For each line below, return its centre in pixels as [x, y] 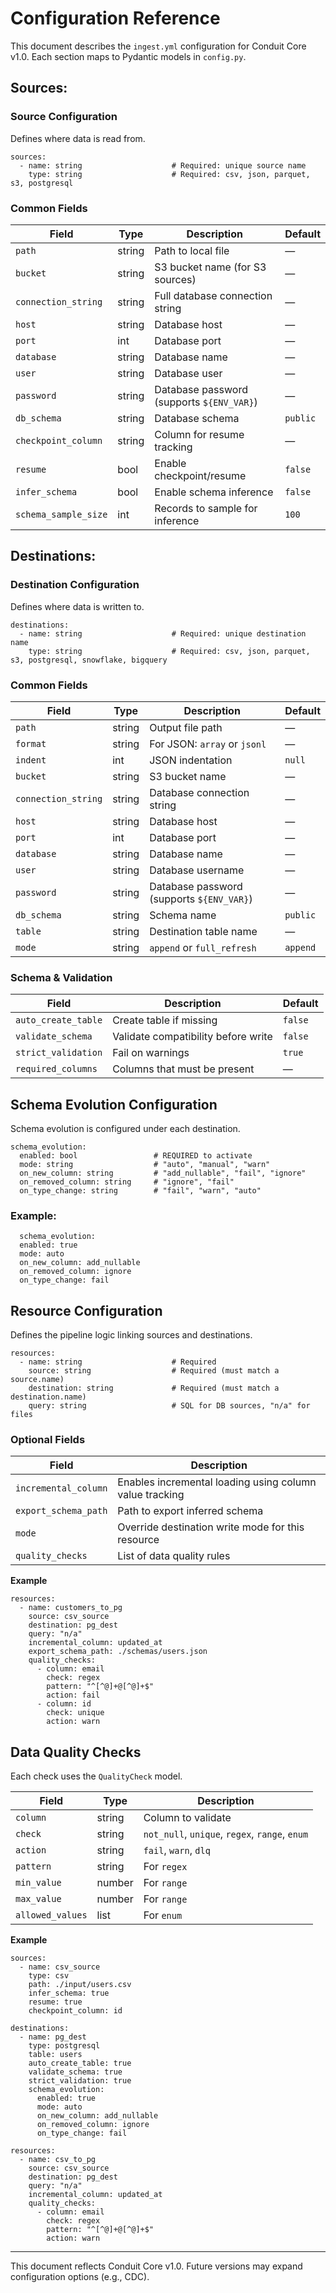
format [31, 743]
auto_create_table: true [80, 2063]
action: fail [73, 1695]
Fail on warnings [151, 1053]
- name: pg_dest [53, 2037]
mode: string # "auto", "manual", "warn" [145, 1165]
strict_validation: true [80, 2081]
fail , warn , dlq [177, 1850]
